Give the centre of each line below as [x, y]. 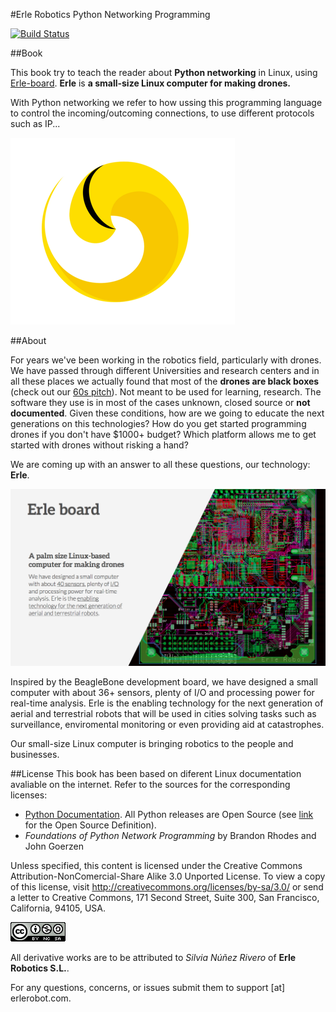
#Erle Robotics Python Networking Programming [110, 14]
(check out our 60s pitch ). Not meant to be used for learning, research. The [166, 392]
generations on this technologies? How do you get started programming [158, 423]
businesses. [35, 754]
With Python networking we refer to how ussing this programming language [166, 102]
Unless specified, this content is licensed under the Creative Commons [156, 865]
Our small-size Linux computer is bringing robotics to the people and [152, 743]
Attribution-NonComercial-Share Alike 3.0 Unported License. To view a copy [168, 876]
